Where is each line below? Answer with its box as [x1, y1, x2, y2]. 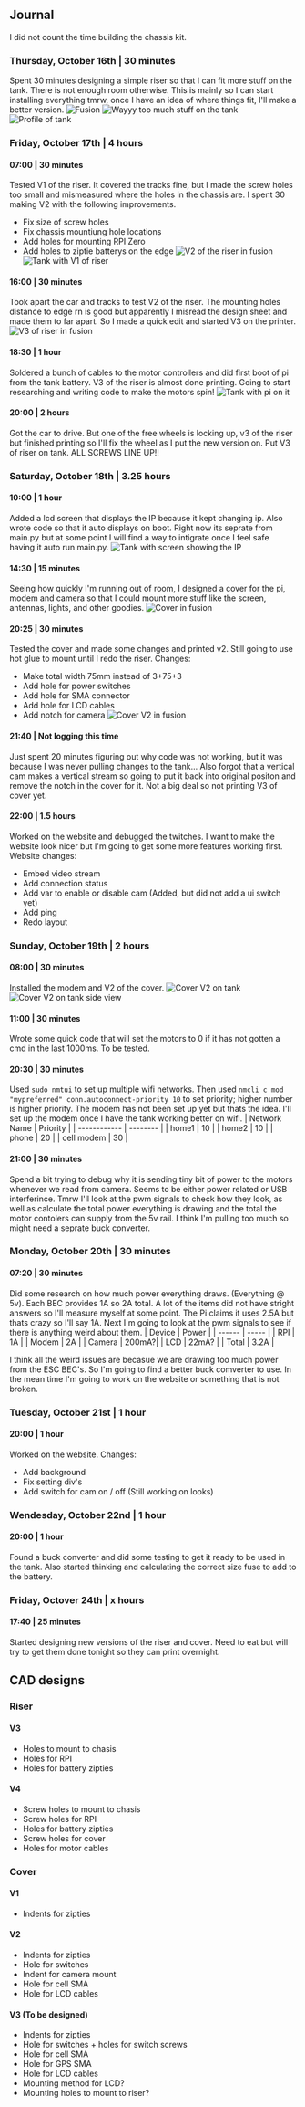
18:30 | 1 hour [9, 347, 62, 358]
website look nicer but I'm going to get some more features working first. [9, 840, 283, 852]
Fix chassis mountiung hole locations [22, 226, 162, 237]
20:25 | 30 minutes [9, 623, 84, 634]
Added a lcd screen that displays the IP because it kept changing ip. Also [9, 512, 284, 523]
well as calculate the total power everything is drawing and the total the [9, 1202, 278, 1213]
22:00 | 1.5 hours [9, 811, 76, 822]
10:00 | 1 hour [9, 492, 62, 503]
